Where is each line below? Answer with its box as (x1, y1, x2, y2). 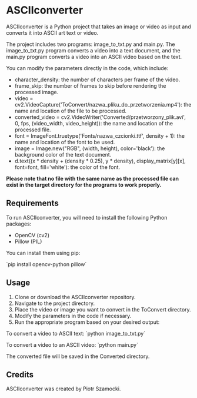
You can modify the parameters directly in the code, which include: (6, 64, 169, 71)
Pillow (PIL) (14, 238, 42, 245)
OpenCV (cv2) (14, 231, 50, 238)
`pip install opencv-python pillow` (6, 260, 87, 268)
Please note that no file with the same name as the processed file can (6, 175, 179, 182)
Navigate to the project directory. (14, 300, 95, 307)
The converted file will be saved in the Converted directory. (6, 353, 150, 360)
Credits (6, 369, 34, 380)
